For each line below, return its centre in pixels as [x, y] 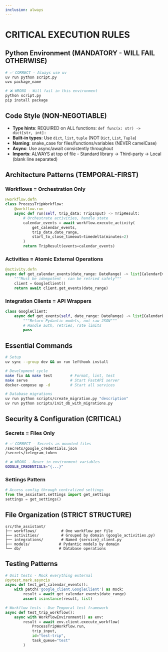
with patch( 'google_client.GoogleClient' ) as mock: [69, 590]
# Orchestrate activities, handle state [66, 218]
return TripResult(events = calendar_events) [69, 246]
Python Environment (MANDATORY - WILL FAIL [80, 53]
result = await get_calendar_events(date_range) [75, 594]
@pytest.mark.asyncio [28, 580]
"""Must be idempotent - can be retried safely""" [68, 279]
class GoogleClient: [27, 311]
